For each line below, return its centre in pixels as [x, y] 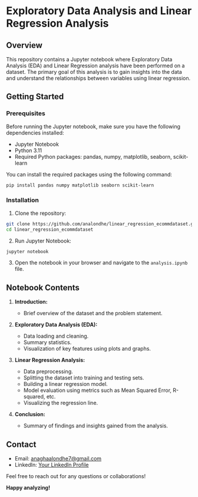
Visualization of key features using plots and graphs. [87, 349]
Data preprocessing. [48, 372]
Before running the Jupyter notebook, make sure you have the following [93, 126]
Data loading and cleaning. [56, 336]
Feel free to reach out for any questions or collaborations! [76, 476]
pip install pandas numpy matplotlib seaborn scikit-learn [80, 185]
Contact [21, 444]
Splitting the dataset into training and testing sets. [84, 378]
